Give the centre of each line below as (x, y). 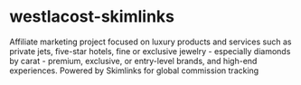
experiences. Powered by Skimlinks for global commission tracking (134, 71)
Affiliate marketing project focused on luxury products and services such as (150, 42)
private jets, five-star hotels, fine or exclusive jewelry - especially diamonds (150, 51)
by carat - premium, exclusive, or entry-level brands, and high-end (133, 61)
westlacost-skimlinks (92, 17)
